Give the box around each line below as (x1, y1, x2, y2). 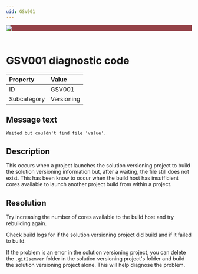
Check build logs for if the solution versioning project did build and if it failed (6, 231, 192, 238)
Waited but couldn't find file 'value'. (6, 130, 107, 136)
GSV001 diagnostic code (6, 54, 130, 67)
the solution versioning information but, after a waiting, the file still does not (6, 169, 190, 176)
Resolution (6, 198, 47, 208)
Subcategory (9, 95, 45, 103)
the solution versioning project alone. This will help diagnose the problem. (6, 262, 186, 268)
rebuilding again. (6, 220, 47, 227)
